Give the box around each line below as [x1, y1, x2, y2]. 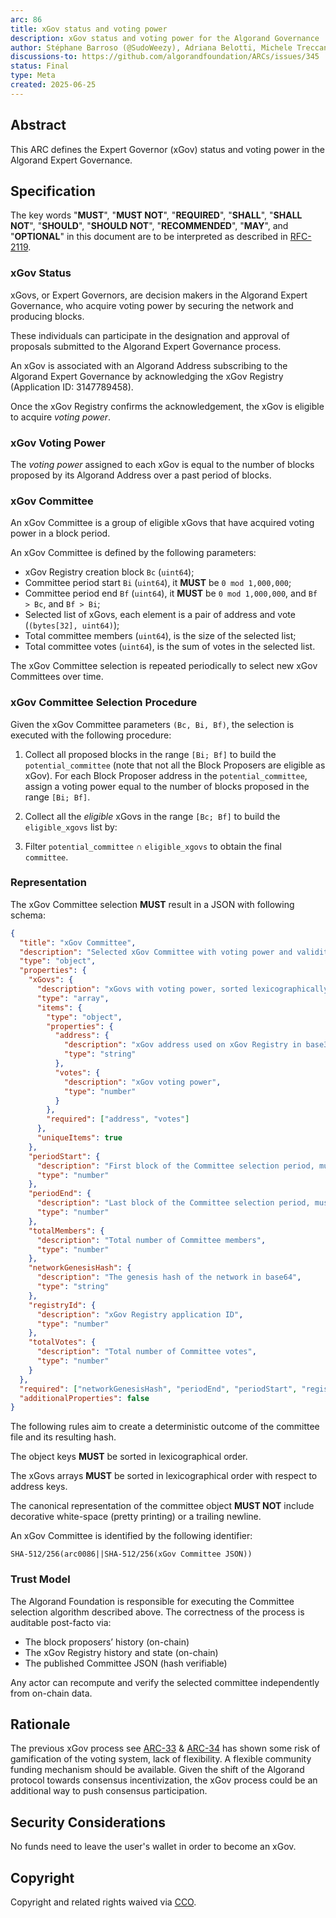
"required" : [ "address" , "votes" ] [46, 1114, 190, 1125]
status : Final [10, 61, 70, 71]
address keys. [10, 1481, 68, 1493]
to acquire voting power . [10, 411, 112, 423]
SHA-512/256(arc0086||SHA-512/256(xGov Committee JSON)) [10, 1549, 253, 1560]
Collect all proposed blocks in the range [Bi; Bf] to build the [24, 748, 277, 760]
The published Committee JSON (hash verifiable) [24, 1657, 228, 1669]
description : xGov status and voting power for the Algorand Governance [10, 33, 320, 43]
